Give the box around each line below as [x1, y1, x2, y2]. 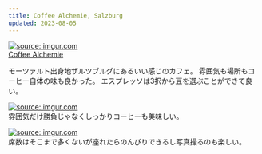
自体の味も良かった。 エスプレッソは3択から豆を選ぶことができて [29, 76, 246, 85]
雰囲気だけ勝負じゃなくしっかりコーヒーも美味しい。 [8, 111, 184, 120]
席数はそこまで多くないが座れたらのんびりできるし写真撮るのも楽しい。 [8, 136, 246, 146]
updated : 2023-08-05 [8, 19, 77, 27]
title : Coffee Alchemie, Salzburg [8, 11, 124, 20]
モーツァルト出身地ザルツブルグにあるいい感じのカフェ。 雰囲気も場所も [8, 65, 248, 76]
